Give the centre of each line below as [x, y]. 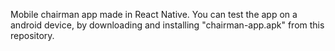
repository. [32, 35]
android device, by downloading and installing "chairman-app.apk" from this [167, 25]
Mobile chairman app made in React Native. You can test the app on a [154, 14]
